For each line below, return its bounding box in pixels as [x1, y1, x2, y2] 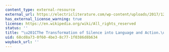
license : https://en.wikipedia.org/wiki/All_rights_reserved [5, 21, 136, 26]
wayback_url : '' [5, 40, 39, 45]
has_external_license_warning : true [5, 16, 82, 21]
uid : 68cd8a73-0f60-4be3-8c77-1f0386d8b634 [5, 35, 98, 40]
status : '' [5, 26, 28, 31]
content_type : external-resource [5, 7, 75, 12]
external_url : [5, 12, 35, 17]
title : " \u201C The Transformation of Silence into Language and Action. [5, 30, 161, 35]
